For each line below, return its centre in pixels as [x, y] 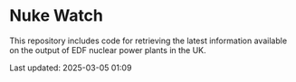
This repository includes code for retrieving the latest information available [148, 41]
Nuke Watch [57, 16]
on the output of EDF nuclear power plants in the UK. [108, 50]
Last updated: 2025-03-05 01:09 [71, 68]
